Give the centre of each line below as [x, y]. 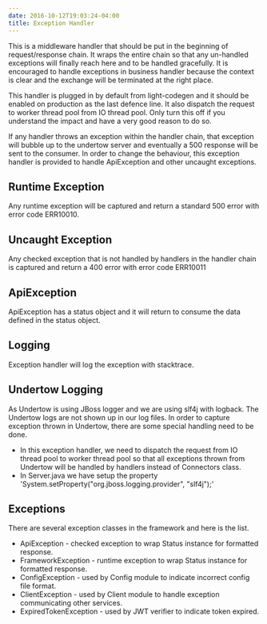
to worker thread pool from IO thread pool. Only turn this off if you [117, 112]
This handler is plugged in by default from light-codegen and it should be [129, 95]
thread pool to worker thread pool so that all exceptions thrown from [132, 458]
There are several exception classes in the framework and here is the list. [129, 528]
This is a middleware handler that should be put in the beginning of [118, 46]
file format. [38, 586]
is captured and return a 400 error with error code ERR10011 [107, 268]
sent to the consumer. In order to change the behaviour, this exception [124, 153]
